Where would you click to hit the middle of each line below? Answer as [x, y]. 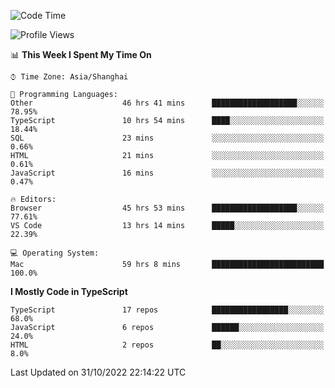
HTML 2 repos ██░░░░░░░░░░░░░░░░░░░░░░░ [167, 345]
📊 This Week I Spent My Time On [81, 54]
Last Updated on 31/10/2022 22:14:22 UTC [98, 372]
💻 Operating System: [55, 253]
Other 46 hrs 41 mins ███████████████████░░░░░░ [167, 103]
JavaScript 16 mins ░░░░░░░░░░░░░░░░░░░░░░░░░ [167, 173]
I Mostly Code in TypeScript [69, 291]
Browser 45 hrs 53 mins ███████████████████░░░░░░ [167, 208]
